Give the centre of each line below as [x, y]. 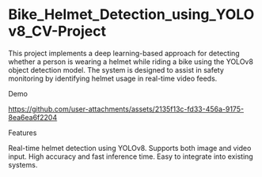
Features [23, 133]
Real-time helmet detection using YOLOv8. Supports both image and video [130, 148]
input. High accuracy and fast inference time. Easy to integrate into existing [131, 156]
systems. [23, 164]
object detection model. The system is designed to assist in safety [116, 70]
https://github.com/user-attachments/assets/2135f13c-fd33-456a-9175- [126, 109]
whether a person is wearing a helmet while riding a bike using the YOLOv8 [131, 62]
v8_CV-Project [57, 31]
